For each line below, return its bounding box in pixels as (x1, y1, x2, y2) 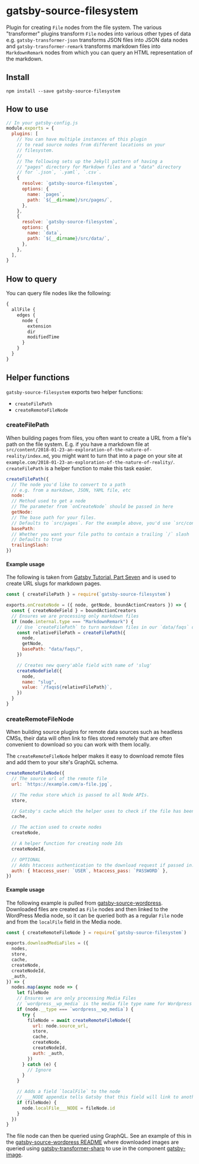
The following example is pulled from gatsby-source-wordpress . (6, 899, 163, 906)
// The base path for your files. (11, 514, 97, 521)
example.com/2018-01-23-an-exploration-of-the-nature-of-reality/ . (6, 458, 175, 466)
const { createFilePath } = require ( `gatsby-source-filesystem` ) (6, 591, 171, 598)
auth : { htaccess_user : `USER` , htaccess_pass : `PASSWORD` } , (11, 868, 168, 874)
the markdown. (6, 55, 43, 62)
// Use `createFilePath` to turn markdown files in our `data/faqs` (17, 624, 190, 630)
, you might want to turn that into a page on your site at (48, 452, 182, 459)
